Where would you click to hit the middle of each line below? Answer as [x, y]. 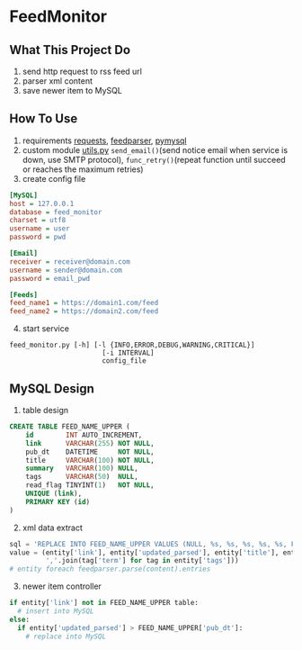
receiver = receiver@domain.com [70, 262]
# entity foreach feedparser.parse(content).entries [110, 569]
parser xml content [57, 81]
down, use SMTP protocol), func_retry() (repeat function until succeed [154, 159]
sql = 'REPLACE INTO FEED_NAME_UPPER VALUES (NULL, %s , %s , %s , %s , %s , [148, 544]
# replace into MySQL [66, 636]
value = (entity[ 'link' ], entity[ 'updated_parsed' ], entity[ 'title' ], [144, 552]
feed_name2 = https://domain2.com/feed [84, 311]
